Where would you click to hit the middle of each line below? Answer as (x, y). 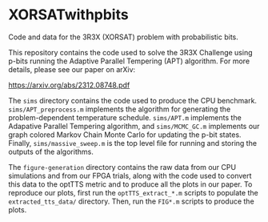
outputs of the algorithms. (51, 151)
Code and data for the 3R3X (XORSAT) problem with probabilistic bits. (123, 37)
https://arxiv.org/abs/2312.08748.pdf (69, 85)
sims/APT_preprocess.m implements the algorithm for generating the (120, 109)
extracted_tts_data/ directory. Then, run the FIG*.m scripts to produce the (131, 201)
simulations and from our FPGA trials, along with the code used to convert (130, 176)
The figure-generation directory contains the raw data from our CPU (122, 167)
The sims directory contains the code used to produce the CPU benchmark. (133, 100)
